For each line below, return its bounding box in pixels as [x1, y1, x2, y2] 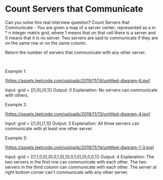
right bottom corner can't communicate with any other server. [5, 169, 129, 175]
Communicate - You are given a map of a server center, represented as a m [5, 24, 156, 30]
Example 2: [5, 101, 28, 107]
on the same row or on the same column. [5, 40, 87, 46]
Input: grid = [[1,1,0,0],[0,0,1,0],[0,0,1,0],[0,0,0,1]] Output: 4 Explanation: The [5, 154, 154, 160]
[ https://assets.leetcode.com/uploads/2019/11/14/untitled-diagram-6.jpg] [5, 78, 150, 83]
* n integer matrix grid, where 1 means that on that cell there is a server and [5, 30, 156, 35]
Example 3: [5, 135, 28, 141]
